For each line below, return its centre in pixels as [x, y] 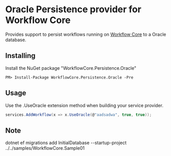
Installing [20, 56]
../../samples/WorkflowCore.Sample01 [45, 148]
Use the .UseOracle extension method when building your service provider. [84, 105]
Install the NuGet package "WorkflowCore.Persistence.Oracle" [71, 68]
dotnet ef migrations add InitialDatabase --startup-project [66, 143]
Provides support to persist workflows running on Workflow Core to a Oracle [86, 34]
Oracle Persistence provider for [73, 9]
